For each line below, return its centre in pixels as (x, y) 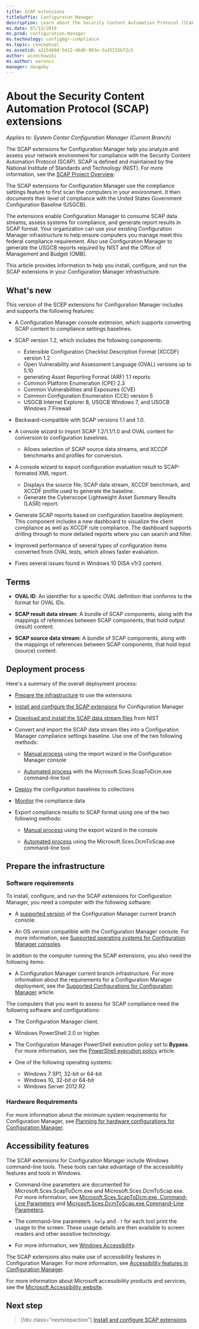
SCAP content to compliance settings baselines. (73, 329)
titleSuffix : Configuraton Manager (50, 17)
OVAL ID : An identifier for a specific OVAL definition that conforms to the (103, 596)
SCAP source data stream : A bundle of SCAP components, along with (100, 638)
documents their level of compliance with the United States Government (94, 199)
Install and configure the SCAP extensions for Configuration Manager (99, 707)
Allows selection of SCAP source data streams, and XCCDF (96, 449)
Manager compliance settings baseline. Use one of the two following (98, 736)
